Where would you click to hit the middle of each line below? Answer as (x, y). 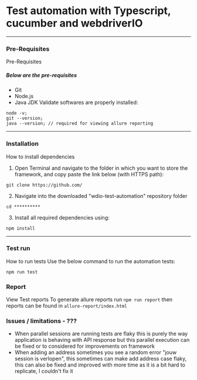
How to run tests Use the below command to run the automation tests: (91, 261)
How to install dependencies (40, 156)
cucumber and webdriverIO (74, 23)
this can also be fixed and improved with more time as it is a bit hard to (100, 365)
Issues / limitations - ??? (42, 321)
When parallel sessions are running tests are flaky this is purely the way (101, 334)
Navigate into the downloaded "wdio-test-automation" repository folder (101, 196)
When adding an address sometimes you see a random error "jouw (96, 352)
